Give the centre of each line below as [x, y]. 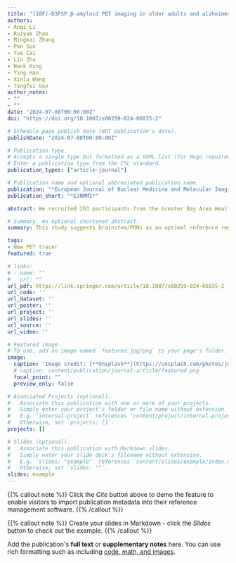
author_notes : [28, 92]
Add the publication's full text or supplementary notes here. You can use [114, 544]
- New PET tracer [33, 247]
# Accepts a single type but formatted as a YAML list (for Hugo [105, 157]
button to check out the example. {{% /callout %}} [80, 531]
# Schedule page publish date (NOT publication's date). [92, 131]
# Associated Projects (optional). [59, 396]
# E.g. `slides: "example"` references [69, 462]
